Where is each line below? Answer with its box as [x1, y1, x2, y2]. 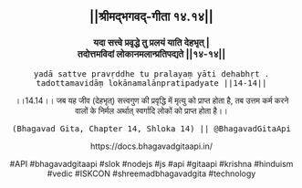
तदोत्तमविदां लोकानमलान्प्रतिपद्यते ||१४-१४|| [77, 47, 226, 60]
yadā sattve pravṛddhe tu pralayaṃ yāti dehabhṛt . [33, 68, 270, 78]
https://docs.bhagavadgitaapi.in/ [89, 141, 213, 151]
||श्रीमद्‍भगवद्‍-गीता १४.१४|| [89, 9, 214, 25]
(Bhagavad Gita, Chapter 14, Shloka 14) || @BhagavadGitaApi [11, 123, 292, 133]
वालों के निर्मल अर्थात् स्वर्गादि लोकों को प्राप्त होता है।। [75, 105, 228, 116]
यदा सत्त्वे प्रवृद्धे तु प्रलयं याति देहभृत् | [93, 37, 210, 49]
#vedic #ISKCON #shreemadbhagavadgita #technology [47, 168, 256, 179]
